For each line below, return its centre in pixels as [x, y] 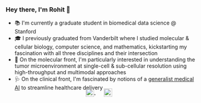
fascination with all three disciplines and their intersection [86, 53]
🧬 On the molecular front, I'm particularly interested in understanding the [105, 60]
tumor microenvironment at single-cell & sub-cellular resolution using [101, 66]
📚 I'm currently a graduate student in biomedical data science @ [95, 23]
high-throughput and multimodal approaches [70, 72]
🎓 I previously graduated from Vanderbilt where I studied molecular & [102, 38]
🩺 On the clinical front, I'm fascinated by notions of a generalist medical [104, 79]
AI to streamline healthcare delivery [59, 88]
